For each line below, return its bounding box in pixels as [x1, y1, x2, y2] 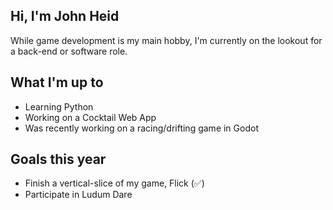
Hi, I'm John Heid [10, 8, 120, 25]
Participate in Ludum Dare [24, 189, 133, 201]
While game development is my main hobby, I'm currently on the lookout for [10, 34, 323, 46]
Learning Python [24, 100, 94, 113]
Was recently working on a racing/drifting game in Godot [24, 122, 259, 134]
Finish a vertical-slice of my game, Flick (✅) [24, 177, 205, 189]
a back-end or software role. [10, 45, 128, 57]
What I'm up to [10, 74, 104, 91]
